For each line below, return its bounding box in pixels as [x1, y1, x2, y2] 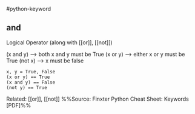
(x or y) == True [6, 74, 50, 80]
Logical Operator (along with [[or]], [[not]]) [6, 39, 113, 46]
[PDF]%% [6, 101, 31, 109]
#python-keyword [6, 5, 51, 12]
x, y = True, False [6, 69, 56, 75]
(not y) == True [6, 84, 47, 90]
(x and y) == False [6, 79, 56, 85]
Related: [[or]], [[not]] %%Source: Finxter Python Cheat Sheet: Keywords [6, 95, 189, 102]
